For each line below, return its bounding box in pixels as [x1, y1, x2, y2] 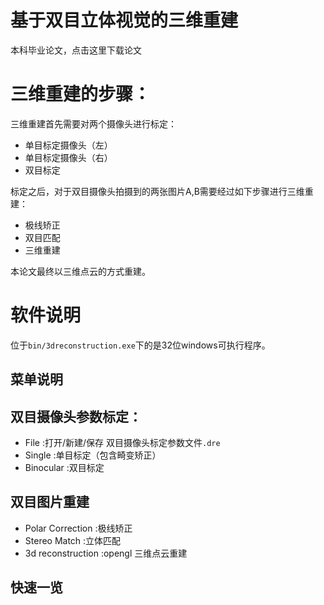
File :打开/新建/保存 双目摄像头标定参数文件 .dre [24, 437, 221, 449]
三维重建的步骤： [10, 83, 152, 106]
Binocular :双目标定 [24, 462, 105, 474]
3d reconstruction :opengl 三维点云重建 [24, 547, 188, 559]
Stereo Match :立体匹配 [24, 534, 122, 546]
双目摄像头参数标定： [10, 408, 142, 425]
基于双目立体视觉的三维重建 [10, 9, 239, 32]
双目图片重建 [10, 494, 90, 511]
